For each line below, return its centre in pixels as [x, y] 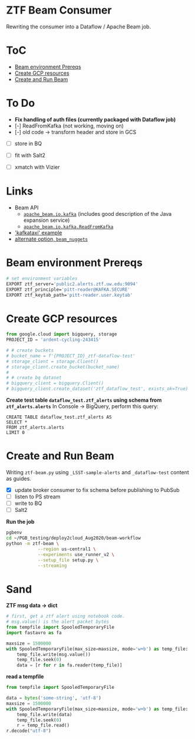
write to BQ [28, 503]
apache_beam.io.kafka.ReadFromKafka [68, 227]
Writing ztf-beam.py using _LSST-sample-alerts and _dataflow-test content [98, 472]
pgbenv [14, 533]
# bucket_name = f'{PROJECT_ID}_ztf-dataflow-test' [71, 356]
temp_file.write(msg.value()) [54, 654]
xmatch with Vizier [37, 167]
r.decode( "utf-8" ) [29, 731]
